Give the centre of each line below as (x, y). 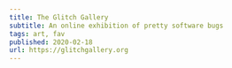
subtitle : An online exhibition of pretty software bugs (116, 26)
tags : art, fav (37, 34)
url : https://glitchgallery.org (69, 50)
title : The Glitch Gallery (59, 17)
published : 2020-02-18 (51, 42)
